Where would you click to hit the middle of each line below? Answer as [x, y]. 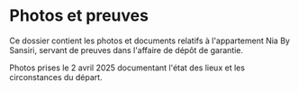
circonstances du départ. [56, 77]
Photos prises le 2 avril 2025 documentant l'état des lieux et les [127, 68]
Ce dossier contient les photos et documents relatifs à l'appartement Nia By [150, 41]
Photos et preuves [79, 16]
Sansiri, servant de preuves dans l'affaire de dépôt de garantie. [127, 50]
